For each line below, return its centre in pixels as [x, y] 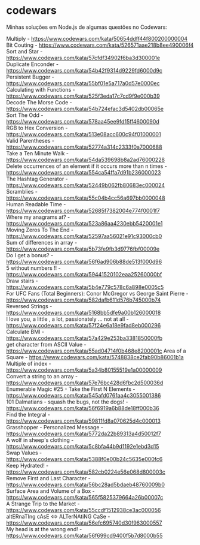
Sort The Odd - [25, 115]
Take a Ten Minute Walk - [37, 153]
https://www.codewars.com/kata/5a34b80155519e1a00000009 [84, 370]
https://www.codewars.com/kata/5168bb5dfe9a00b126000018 [84, 312]
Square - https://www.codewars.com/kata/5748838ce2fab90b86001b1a [95, 357]
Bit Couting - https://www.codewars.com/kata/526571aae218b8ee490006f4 [100, 45]
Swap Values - [24, 453]
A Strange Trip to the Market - [43, 504]
